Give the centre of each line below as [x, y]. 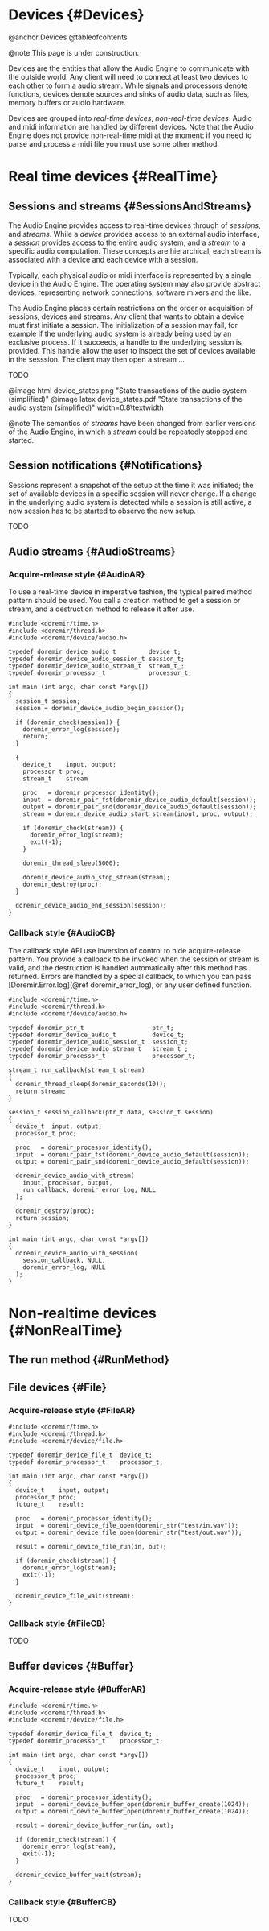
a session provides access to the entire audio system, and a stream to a [127, 242]
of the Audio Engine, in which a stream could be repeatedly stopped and [128, 432]
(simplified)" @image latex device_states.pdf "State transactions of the [125, 399]
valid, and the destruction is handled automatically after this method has [128, 967]
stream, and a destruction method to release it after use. [102, 609]
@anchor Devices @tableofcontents [68, 37]
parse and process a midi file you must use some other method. [114, 143]
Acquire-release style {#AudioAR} [77, 575]
